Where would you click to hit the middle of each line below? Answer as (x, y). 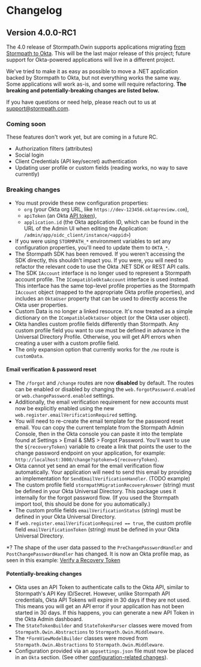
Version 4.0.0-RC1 (41, 33)
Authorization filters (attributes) (54, 149)
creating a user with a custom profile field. (67, 343)
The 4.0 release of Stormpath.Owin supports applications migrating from (96, 47)
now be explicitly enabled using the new (64, 408)
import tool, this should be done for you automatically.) (82, 504)
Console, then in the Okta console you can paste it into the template (99, 434)
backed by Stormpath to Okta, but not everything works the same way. (94, 78)
